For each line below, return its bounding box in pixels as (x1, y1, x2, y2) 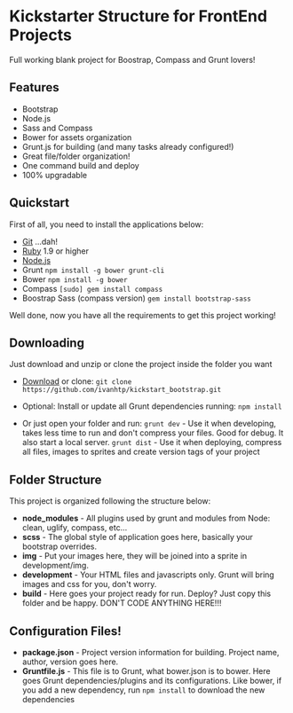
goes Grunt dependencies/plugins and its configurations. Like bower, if (21, 676, 282, 686)
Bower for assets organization (21, 131, 132, 143)
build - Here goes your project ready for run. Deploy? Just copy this (21, 588, 272, 599)
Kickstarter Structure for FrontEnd (9, 6, 268, 27)
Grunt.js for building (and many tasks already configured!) (21, 141, 234, 152)
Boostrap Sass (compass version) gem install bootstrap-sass (21, 293, 251, 303)
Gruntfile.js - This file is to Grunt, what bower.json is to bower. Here (21, 666, 271, 676)
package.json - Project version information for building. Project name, (21, 647, 280, 657)
